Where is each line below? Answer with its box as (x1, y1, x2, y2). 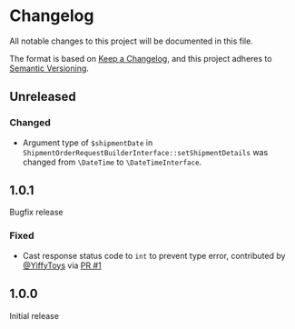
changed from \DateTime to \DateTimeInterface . (22, 156, 202, 167)
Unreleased (9, 89, 77, 105)
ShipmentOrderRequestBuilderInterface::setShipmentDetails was (22, 146, 269, 157)
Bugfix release (9, 206, 64, 218)
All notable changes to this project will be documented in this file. (9, 35, 254, 46)
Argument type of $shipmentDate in (22, 137, 153, 148)
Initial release (9, 310, 59, 321)
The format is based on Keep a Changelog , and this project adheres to (9, 53, 272, 64)
